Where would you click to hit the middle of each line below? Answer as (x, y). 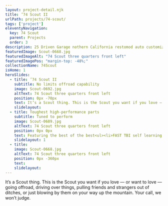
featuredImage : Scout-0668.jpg (38, 51)
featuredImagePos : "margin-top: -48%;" (47, 61)
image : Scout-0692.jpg (38, 89)
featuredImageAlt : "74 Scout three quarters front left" (66, 56)
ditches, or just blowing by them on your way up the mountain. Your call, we (83, 192)
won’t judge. (18, 198)
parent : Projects (28, 38)
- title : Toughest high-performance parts (54, 112)
